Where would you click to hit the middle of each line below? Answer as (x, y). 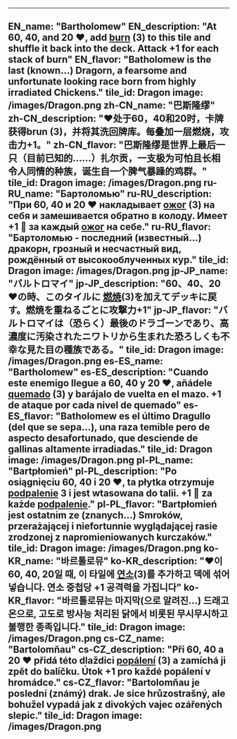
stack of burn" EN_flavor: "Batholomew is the (110, 60)
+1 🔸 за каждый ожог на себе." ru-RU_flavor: (110, 227)
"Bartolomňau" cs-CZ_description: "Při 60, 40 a (116, 650)
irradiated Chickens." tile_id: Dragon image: (105, 93)
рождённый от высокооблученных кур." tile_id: (118, 260)
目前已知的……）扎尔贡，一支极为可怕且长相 (123, 158)
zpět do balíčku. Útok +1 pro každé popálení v (109, 672)
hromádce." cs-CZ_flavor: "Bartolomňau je (104, 683)
